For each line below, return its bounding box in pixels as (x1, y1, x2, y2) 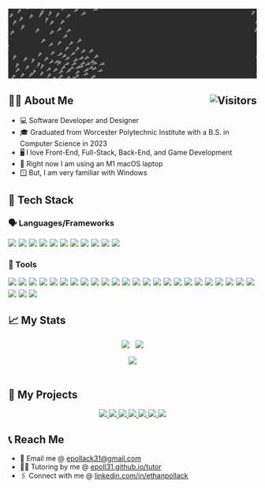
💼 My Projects (8, 388, 78, 401)
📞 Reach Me (8, 433, 65, 446)
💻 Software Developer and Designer (19, 115, 140, 125)
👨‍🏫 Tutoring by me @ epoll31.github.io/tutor (19, 462, 162, 471)
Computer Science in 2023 (19, 139, 108, 148)
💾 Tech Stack (8, 193, 74, 207)
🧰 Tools (8, 259, 37, 270)
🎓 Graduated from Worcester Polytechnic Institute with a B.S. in (19, 127, 230, 136)
